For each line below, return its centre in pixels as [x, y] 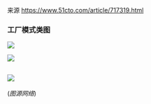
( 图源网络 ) [22, 94]
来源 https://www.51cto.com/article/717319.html [75, 10]
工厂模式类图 [29, 30]
